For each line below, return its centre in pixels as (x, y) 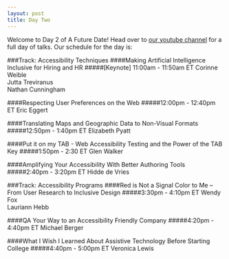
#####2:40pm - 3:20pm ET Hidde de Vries (68, 172)
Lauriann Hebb (28, 207)
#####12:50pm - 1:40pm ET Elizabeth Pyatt (69, 131)
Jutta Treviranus (30, 82)
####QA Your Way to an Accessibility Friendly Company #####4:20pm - (111, 220)
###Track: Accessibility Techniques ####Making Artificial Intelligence (107, 60)
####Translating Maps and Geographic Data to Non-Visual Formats (103, 123)
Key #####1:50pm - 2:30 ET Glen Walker (65, 151)
